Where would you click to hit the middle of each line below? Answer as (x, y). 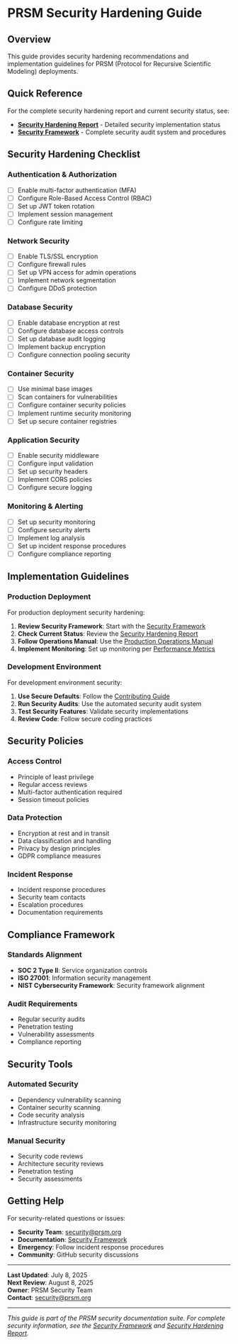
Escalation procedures (50, 905)
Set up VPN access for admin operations (77, 272)
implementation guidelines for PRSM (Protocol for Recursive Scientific (109, 64)
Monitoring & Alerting (45, 507)
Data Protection (35, 817)
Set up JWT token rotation (56, 206)
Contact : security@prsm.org (49, 1297)
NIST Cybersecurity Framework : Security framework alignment (111, 985)
